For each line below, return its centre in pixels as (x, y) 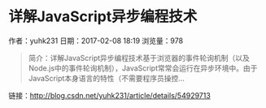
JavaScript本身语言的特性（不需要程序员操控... (107, 78)
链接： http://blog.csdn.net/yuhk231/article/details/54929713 (110, 95)
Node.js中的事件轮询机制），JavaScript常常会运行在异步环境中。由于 (143, 68)
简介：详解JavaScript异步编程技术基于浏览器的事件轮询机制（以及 (139, 58)
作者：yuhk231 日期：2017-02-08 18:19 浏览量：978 (96, 41)
